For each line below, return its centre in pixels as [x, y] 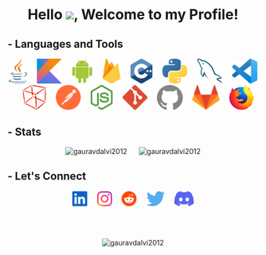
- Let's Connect [47, 176]
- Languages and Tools [66, 44]
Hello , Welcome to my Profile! [133, 15]
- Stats [24, 132]
